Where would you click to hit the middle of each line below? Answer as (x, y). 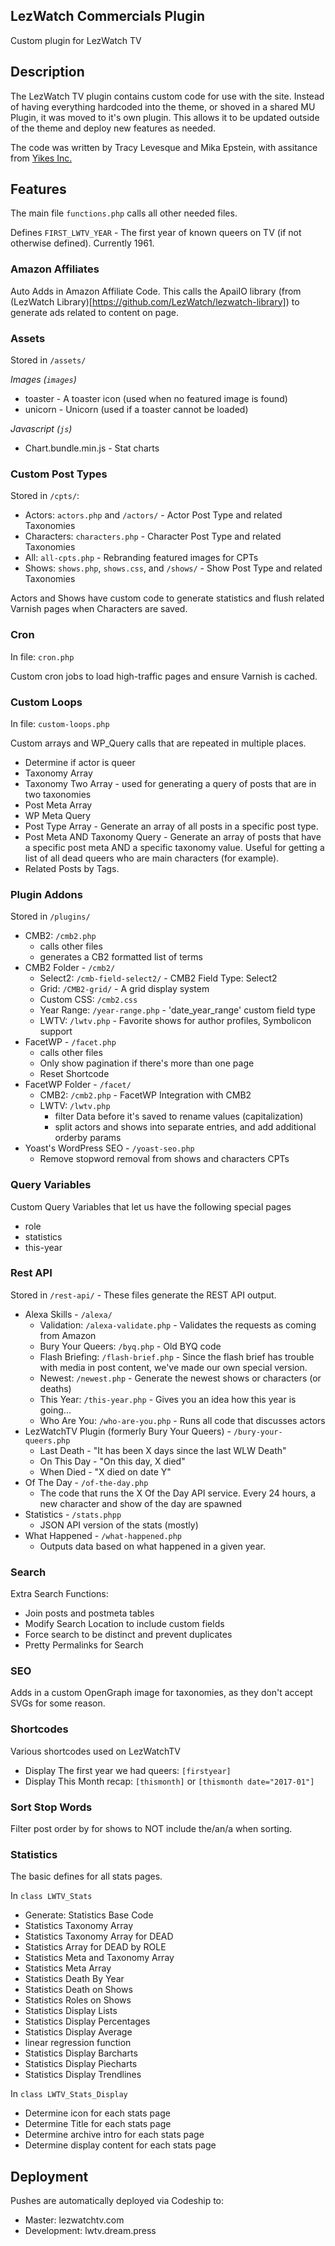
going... (55, 1410)
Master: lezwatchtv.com (74, 2220)
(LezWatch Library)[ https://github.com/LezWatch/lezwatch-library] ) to (155, 301)
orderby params (88, 1138)
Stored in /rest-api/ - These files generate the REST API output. (143, 1295)
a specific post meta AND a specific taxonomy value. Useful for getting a (174, 847)
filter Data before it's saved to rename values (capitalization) (179, 1116)
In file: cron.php (42, 656)
